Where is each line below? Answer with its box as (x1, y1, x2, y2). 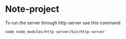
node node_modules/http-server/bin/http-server (5, 29, 105, 34)
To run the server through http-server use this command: (5, 20, 122, 26)
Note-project (5, 3, 59, 15)
